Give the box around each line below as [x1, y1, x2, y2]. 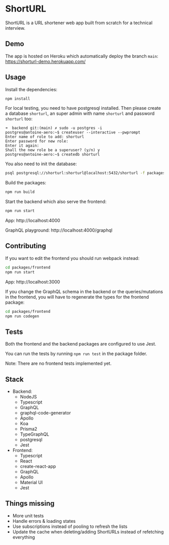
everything [12, 534, 35, 540]
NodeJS [20, 394, 37, 399]
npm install [5, 96, 30, 101]
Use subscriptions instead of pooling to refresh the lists [12, 523, 128, 529]
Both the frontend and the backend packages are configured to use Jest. [5, 341, 156, 347]
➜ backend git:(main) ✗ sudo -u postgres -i [5, 125, 102, 131]
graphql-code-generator [20, 410, 71, 416]
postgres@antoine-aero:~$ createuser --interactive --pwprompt [5, 130, 141, 135]
